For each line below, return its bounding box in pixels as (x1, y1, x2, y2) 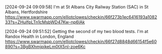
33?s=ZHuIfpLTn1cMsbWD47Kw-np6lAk (5, 19, 85, 25)
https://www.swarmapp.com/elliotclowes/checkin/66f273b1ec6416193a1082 (5, 14, 157, 20)
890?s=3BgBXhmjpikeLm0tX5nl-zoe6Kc (5, 44, 86, 49)
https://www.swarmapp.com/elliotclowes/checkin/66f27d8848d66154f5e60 (5, 39, 157, 44)
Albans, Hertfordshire (5, 9, 48, 15)
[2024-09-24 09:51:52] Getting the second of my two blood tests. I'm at (5, 29, 148, 34)
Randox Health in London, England (5, 33, 74, 39)
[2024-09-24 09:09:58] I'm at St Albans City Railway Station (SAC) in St (5, 4, 148, 10)
